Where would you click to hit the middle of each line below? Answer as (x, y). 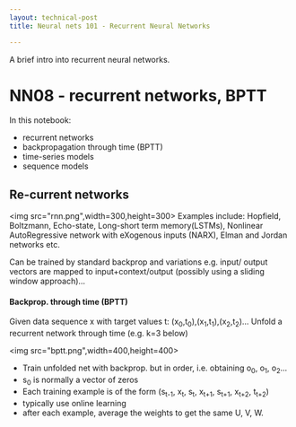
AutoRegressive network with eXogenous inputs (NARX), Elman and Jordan (148, 235)
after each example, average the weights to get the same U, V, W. (143, 413)
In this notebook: (40, 120)
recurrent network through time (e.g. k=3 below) (99, 334)
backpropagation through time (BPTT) (92, 147)
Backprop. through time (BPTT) (69, 301)
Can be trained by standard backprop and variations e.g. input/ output (139, 262)
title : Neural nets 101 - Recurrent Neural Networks (110, 26)
